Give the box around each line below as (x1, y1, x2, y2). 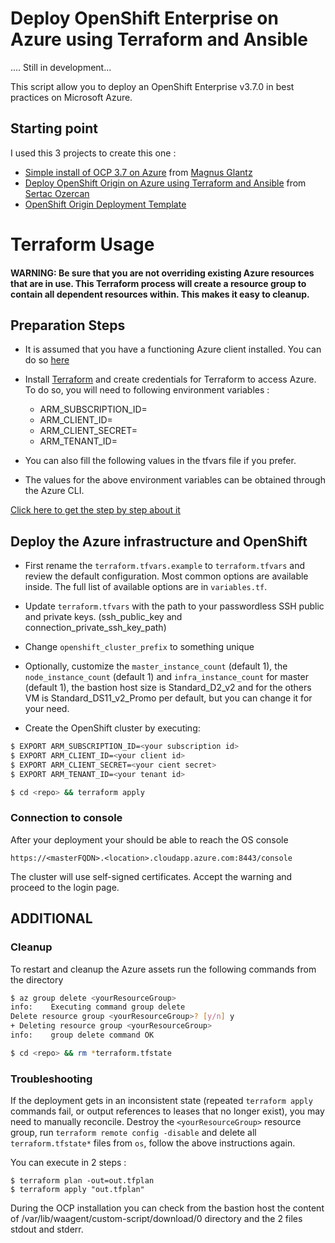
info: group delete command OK (10, 1030, 155, 1041)
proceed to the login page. (10, 881, 120, 893)
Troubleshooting (10, 1072, 93, 1086)
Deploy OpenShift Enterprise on (10, 7, 279, 30)
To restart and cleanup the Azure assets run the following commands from (10, 963, 317, 975)
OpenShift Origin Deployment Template (24, 198, 187, 210)
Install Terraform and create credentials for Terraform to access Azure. (24, 373, 317, 386)
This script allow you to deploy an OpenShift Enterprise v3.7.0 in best (10, 80, 295, 92)
